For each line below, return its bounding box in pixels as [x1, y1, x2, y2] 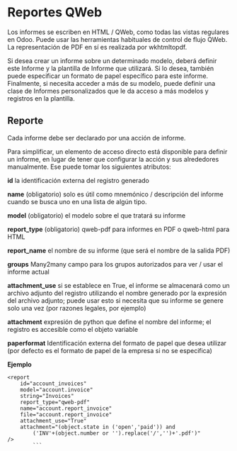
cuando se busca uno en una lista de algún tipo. [7, 197, 147, 206]
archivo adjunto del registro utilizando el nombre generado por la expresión [7, 289, 227, 297]
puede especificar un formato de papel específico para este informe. [7, 72, 209, 80]
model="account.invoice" [20, 386, 93, 394]
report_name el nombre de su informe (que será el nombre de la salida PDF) [7, 246, 231, 255]
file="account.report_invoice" [20, 411, 112, 418]
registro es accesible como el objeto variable [7, 325, 139, 333]
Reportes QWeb [7, 4, 103, 21]
